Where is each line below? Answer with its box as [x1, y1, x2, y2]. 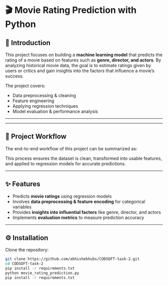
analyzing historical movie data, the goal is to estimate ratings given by [5, 63, 151, 68]
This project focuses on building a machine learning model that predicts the [5, 52, 162, 58]
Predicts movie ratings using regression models [12, 193, 112, 199]
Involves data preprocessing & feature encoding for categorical [12, 198, 145, 204]
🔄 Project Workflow [5, 132, 66, 141]
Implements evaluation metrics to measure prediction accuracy [12, 214, 144, 220]
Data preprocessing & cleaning [12, 93, 76, 98]
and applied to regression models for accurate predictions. [5, 160, 126, 166]
